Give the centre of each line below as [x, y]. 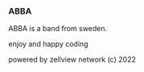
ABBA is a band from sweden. [58, 29]
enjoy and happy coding [48, 44]
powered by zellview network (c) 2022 [72, 60]
